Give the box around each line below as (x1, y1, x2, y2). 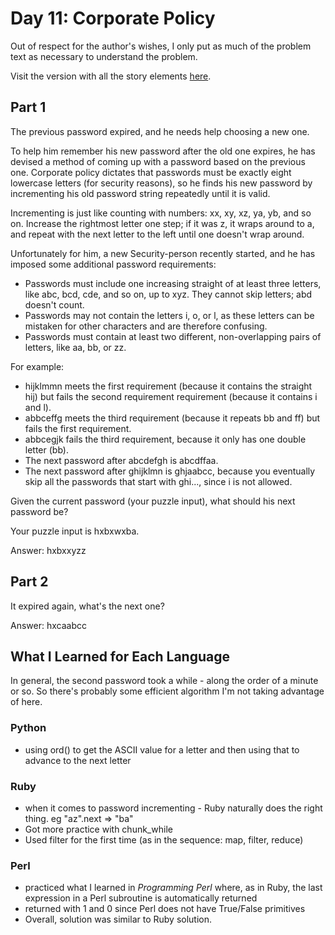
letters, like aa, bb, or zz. (24, 341, 127, 353)
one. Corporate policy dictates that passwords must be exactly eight (10, 166, 292, 178)
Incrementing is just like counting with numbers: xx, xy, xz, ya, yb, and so (10, 207, 312, 219)
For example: (10, 360, 65, 372)
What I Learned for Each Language (10, 648, 230, 665)
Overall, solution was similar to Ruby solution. (24, 913, 213, 926)
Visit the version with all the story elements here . (10, 70, 212, 82)
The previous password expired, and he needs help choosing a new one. (10, 125, 310, 137)
